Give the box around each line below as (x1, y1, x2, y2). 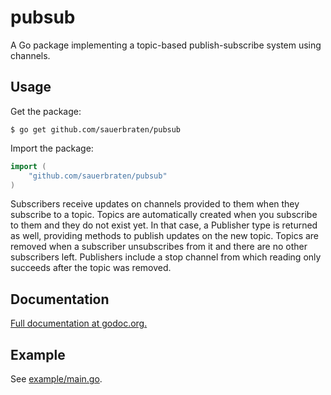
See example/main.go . (10, 373, 103, 385)
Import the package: (10, 142, 94, 154)
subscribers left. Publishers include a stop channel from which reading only (10, 251, 322, 263)
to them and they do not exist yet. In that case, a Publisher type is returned (10, 219, 318, 231)
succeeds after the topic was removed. (10, 262, 172, 274)
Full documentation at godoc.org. (10, 317, 148, 330)
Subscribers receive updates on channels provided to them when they (10, 198, 300, 210)
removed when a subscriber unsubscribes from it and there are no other (10, 241, 308, 253)
